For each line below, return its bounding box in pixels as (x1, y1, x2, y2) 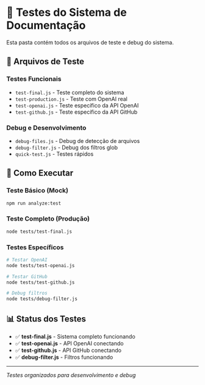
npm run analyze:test (6, 200, 62, 207)
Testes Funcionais (6, 75, 62, 83)
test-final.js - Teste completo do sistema (15, 89, 124, 96)
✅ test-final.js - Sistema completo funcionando (15, 333, 135, 340)
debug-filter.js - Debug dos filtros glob (15, 144, 118, 151)
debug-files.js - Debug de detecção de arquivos (15, 137, 140, 144)
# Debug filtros (6, 290, 48, 296)
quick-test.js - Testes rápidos (15, 150, 94, 158)
